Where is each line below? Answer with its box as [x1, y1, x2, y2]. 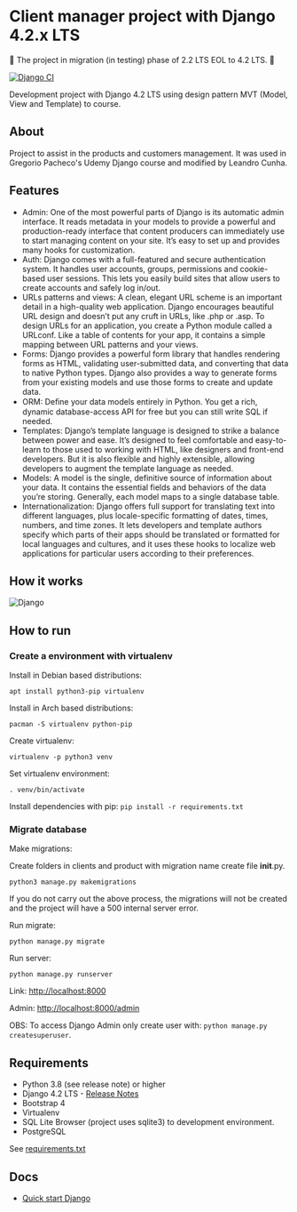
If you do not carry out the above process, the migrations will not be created [9, 894, 288, 904]
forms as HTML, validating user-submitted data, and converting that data [21, 357, 289, 368]
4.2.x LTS [9, 25, 81, 45]
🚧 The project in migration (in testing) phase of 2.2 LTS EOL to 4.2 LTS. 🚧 [9, 54, 275, 65]
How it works [9, 574, 83, 589]
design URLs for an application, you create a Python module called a [21, 320, 273, 331]
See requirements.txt [9, 1144, 86, 1154]
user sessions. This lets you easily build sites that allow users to [47, 273, 281, 284]
